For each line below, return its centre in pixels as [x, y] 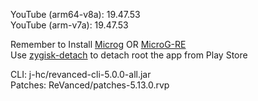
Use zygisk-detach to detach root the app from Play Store [129, 55]
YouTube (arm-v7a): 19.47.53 [69, 25]
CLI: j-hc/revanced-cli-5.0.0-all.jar [81, 74]
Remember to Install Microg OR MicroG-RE [98, 44]
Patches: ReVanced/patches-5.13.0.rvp [90, 85]
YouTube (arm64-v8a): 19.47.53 [75, 14]
